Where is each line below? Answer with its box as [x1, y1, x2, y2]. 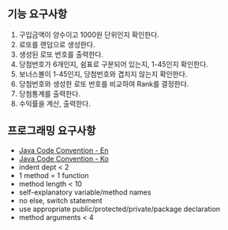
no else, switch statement [18, 195, 103, 205]
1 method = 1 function [18, 170, 89, 180]
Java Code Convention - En [18, 145, 109, 155]
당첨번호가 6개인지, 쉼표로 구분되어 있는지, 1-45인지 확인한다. [18, 59, 208, 69]
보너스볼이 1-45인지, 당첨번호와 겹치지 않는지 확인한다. [18, 69, 188, 79]
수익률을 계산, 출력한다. [18, 98, 92, 108]
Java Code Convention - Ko [18, 154, 110, 163]
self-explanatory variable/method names [18, 187, 151, 197]
